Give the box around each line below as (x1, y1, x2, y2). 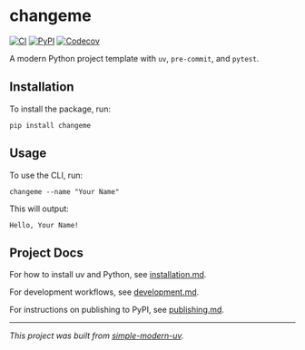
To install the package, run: (9, 103, 112, 114)
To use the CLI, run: (9, 170, 84, 180)
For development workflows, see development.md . (9, 287, 200, 297)
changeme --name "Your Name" (9, 187, 120, 196)
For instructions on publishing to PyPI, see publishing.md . (9, 305, 225, 316)
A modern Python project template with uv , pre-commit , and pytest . (9, 53, 260, 63)
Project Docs (9, 245, 84, 260)
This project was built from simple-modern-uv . (9, 330, 184, 341)
